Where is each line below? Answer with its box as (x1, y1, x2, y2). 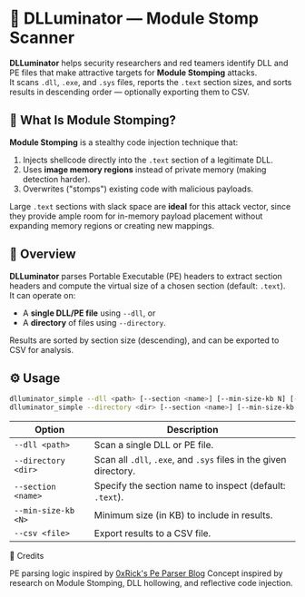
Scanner (9, 27, 75, 48)
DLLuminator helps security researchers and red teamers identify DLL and (9, 57, 289, 68)
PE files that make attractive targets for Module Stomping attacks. (9, 67, 258, 78)
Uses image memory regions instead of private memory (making (22, 163, 267, 175)
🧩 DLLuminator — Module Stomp (9, 8, 259, 29)
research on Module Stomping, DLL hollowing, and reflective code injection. (9, 578, 293, 589)
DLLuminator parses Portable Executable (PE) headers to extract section (9, 270, 283, 281)
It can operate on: (9, 289, 76, 300)
